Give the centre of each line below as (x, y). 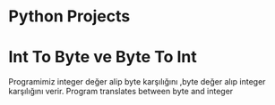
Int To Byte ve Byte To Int (103, 57)
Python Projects (69, 16)
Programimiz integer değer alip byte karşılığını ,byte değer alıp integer (137, 82)
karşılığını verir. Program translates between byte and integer (121, 92)
